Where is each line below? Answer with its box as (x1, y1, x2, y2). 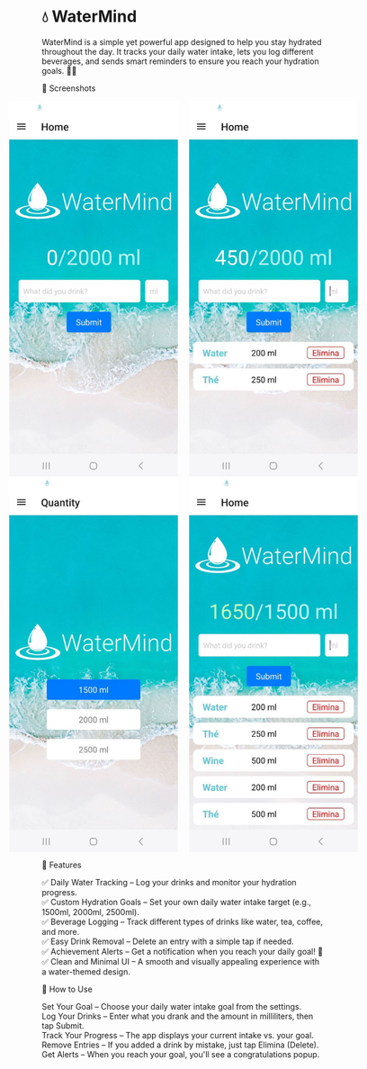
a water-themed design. (41, 966, 131, 977)
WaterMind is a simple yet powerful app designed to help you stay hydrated (41, 36, 322, 47)
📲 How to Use (41, 984, 93, 994)
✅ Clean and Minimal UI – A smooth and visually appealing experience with (41, 956, 320, 966)
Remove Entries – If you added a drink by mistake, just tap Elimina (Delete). (41, 1039, 319, 1050)
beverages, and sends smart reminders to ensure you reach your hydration (41, 56, 319, 67)
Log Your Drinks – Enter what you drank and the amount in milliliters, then (41, 1011, 314, 1021)
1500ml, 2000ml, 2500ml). (41, 906, 140, 917)
